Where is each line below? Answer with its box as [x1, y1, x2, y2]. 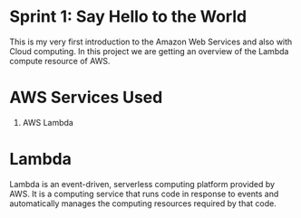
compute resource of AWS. [9, 55, 111, 66]
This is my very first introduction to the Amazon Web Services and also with [9, 36, 293, 47]
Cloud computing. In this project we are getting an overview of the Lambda [9, 45, 289, 56]
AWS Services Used [9, 88, 163, 108]
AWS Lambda [22, 117, 74, 128]
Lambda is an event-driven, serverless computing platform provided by [9, 178, 275, 189]
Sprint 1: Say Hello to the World [9, 6, 248, 27]
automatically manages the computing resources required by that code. [9, 197, 277, 209]
